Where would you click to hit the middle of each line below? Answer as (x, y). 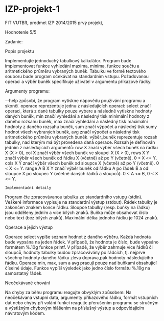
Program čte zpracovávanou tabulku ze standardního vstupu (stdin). (74, 197)
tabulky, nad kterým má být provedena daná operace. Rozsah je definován (80, 142)
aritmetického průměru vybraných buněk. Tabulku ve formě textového (76, 71)
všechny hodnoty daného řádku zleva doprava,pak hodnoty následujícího (79, 257)
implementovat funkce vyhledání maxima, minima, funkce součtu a (72, 66)
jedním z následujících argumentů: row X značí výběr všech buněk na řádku (82, 147)
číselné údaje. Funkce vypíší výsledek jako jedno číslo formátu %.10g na (78, 268)
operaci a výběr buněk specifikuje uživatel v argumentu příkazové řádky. (78, 81)
